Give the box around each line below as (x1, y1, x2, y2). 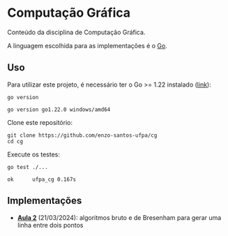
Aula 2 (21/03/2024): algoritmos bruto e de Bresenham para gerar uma (17, 213, 222, 221)
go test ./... (7, 163, 49, 170)
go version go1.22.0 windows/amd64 (7, 106, 111, 113)
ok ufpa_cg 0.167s (7, 176, 77, 183)
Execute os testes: (7, 150, 61, 158)
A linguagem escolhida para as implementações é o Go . (7, 41, 167, 50)
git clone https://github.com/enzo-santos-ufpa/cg (7, 131, 158, 139)
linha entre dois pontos (17, 221, 84, 229)
